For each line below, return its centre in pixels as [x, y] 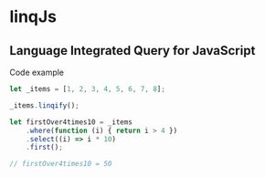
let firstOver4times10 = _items [71, 122]
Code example [37, 72]
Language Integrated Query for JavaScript [132, 51]
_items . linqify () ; [44, 105]
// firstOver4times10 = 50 [61, 164]
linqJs [33, 17]
